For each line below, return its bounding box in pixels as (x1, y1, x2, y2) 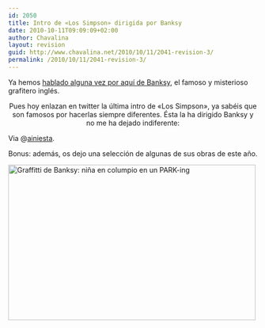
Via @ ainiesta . (8, 133, 55, 143)
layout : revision (8, 41, 66, 49)
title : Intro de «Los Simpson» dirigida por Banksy (8, 19, 182, 27)
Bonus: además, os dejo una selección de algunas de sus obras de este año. (8, 148, 258, 158)
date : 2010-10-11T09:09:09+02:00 (8, 26, 119, 34)
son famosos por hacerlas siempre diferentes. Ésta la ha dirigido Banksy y (12, 109, 254, 119)
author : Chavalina (8, 33, 69, 42)
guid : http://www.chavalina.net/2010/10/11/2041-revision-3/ (8, 48, 214, 56)
